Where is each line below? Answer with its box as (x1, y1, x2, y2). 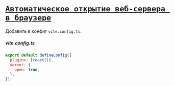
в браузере (5, 13, 52, 23)
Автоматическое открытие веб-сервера (5, 4, 166, 14)
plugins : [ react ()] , (10, 57, 54, 62)
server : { (10, 62, 31, 68)
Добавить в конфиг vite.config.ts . (5, 28, 82, 34)
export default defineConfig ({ (5, 53, 72, 58)
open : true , (14, 67, 40, 72)
